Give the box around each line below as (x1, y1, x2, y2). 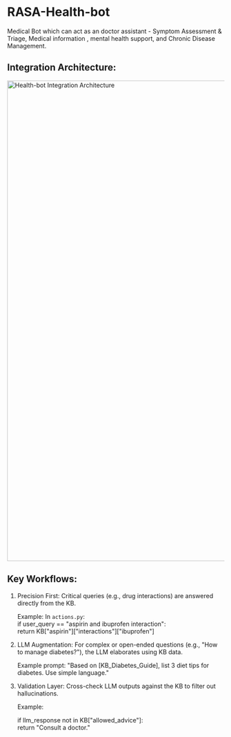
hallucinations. (17, 689, 59, 698)
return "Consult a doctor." (17, 723, 91, 731)
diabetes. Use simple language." (17, 668, 109, 677)
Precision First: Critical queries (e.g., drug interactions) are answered (17, 591, 214, 600)
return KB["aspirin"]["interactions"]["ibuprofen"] (17, 626, 155, 635)
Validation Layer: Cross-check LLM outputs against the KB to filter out (17, 682, 216, 690)
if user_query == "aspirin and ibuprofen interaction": (17, 620, 166, 628)
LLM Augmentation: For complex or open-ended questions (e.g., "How (17, 640, 218, 649)
